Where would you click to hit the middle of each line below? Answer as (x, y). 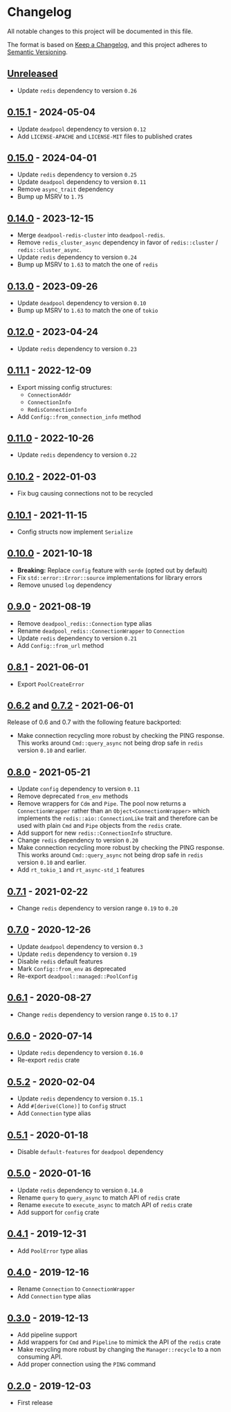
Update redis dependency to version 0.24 (77, 257)
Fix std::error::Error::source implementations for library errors (110, 577)
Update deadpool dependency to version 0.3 (80, 946)
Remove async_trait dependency (65, 189)
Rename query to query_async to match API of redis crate (99, 1197)
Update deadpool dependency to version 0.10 (82, 303)
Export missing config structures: (65, 387)
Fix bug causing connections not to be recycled (85, 494)
